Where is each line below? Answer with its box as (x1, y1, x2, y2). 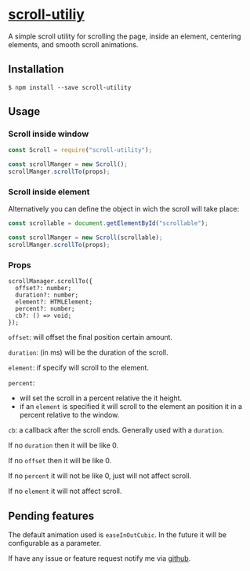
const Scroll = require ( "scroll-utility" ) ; (8, 146, 153, 154)
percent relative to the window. (19, 411, 120, 420)
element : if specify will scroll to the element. (8, 363, 149, 373)
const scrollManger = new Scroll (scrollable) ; (8, 234, 163, 241)
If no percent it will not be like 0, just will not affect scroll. (8, 471, 192, 481)
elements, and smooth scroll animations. (8, 39, 139, 49)
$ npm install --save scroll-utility (8, 83, 132, 91)
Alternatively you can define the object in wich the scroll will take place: (8, 204, 240, 214)
